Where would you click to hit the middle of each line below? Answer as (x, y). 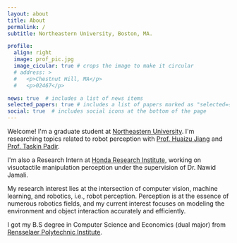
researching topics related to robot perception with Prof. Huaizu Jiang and (115, 139)
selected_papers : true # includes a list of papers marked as (101, 105)
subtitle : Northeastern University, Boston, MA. (80, 33)
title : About (26, 20)
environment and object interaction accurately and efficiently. (97, 211)
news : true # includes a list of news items (75, 98)
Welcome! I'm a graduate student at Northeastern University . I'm (101, 131)
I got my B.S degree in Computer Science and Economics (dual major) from (117, 225)
